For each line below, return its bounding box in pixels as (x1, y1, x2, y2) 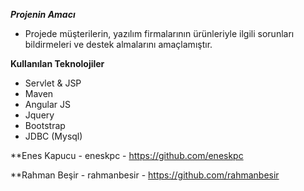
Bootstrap (24, 120, 66, 131)
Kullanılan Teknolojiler (10, 58, 105, 69)
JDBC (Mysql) (24, 130, 83, 142)
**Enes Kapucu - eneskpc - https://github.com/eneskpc (10, 150, 244, 161)
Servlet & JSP (24, 77, 82, 89)
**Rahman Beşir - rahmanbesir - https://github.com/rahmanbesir (10, 169, 280, 181)
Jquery (24, 109, 55, 121)
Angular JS (24, 99, 72, 110)
